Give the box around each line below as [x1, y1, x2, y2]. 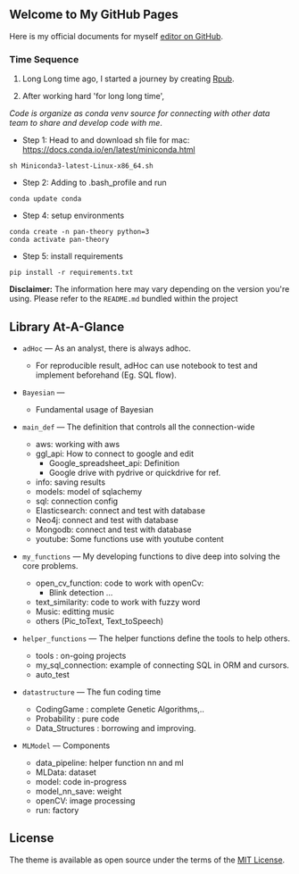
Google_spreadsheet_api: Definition [48, 457, 180, 468]
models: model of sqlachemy [35, 486, 143, 496]
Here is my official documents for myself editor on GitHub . [9, 30, 224, 41]
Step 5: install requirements [21, 251, 123, 262]
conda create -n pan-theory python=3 [9, 228, 150, 237]
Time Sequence [9, 53, 79, 65]
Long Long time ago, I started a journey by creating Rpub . [21, 73, 235, 84]
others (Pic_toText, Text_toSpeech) [35, 615, 164, 626]
